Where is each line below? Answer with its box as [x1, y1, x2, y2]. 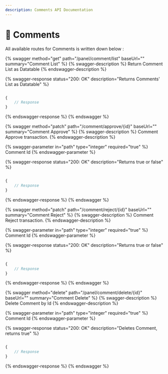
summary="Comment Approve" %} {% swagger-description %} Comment [5, 129, 158, 135]
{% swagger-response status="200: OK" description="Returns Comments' [5, 76, 160, 82]
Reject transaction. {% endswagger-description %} [5, 217, 111, 223]
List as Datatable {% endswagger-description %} [5, 66, 107, 72]
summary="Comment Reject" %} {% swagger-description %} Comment [5, 212, 154, 218]
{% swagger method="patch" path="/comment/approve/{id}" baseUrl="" [5, 124, 157, 130]
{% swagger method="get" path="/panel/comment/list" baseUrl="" [5, 55, 145, 61]
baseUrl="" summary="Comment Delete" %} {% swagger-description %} [5, 295, 157, 301]
